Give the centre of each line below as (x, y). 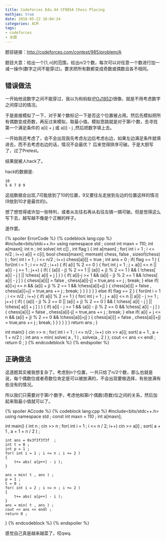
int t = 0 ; (17, 445)
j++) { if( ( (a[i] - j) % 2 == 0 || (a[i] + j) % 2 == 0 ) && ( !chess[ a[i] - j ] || (79, 301)
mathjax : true (20, 14)
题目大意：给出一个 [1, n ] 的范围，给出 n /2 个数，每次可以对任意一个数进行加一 (83, 62)
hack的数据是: (19, 172)
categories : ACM (22, 23)
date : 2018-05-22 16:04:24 (33, 19)
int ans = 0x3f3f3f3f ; (31, 440)
